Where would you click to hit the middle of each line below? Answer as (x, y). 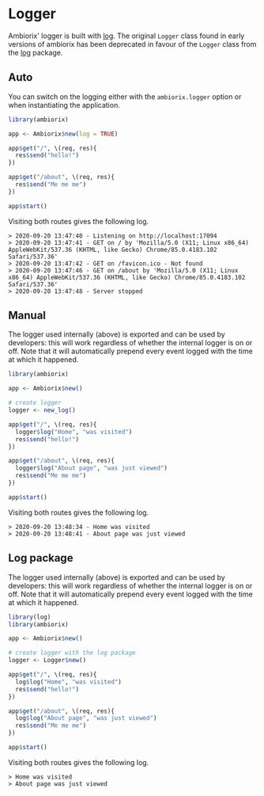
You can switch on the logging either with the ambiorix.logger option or (125, 97)
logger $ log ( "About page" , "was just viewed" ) (92, 468)
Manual (27, 316)
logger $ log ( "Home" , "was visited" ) (74, 432)
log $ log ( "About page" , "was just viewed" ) (86, 718)
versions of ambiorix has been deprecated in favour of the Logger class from (132, 44)
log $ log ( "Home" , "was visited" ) (69, 682)
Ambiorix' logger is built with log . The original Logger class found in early (126, 36)
